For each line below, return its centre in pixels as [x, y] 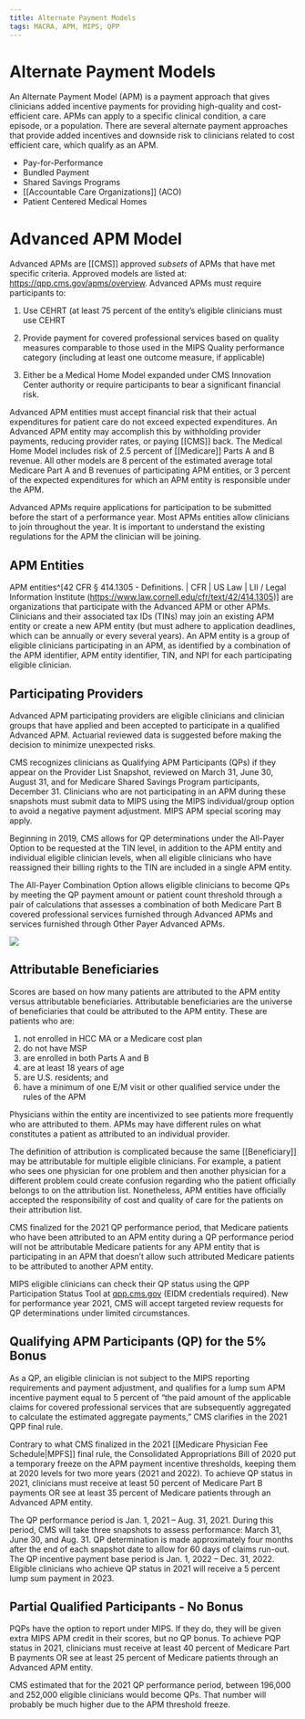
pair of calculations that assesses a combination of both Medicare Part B [146, 904]
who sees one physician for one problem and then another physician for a [148, 1170]
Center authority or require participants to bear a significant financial [151, 385]
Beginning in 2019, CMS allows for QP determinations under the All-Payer [147, 838]
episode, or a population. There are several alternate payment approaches [149, 126]
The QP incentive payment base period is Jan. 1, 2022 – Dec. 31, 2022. [142, 1558]
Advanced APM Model [96, 239]
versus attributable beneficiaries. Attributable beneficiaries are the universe [151, 1001]
